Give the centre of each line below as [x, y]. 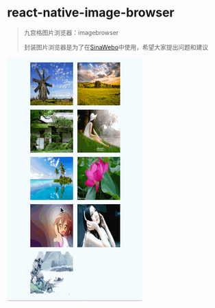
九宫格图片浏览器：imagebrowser [71, 32]
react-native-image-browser [91, 13]
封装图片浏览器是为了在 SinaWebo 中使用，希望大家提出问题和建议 [116, 47]
